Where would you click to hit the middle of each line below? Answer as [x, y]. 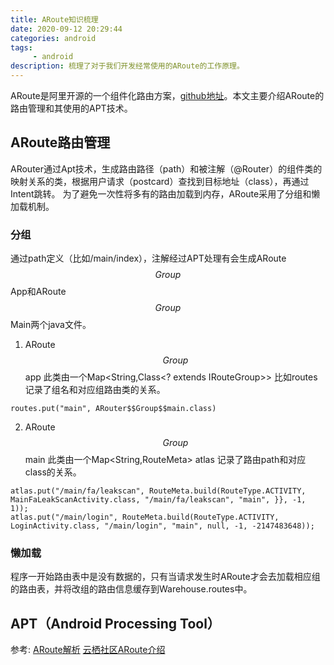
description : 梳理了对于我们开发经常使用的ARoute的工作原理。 [127, 66]
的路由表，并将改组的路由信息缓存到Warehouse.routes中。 [131, 589]
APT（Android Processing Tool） [115, 623]
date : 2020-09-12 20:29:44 [66, 29]
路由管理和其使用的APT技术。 [71, 108]
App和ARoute [38, 292]
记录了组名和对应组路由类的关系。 [95, 390]
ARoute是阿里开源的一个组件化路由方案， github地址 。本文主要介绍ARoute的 [167, 95]
